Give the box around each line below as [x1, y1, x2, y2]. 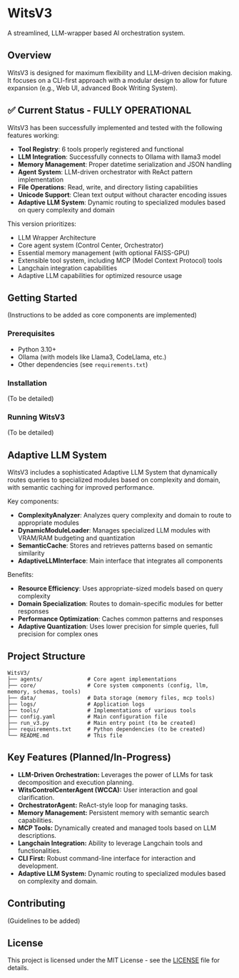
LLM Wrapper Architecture [17, 233, 96, 242]
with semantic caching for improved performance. [7, 483, 155, 492]
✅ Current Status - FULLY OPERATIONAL [7, 104, 192, 117]
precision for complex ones [17, 630, 98, 638]
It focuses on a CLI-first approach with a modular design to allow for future [7, 76, 228, 84]
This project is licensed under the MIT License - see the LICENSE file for [7, 956, 220, 964]
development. [17, 861, 59, 870]
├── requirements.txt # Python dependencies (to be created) [7, 726, 205, 733]
